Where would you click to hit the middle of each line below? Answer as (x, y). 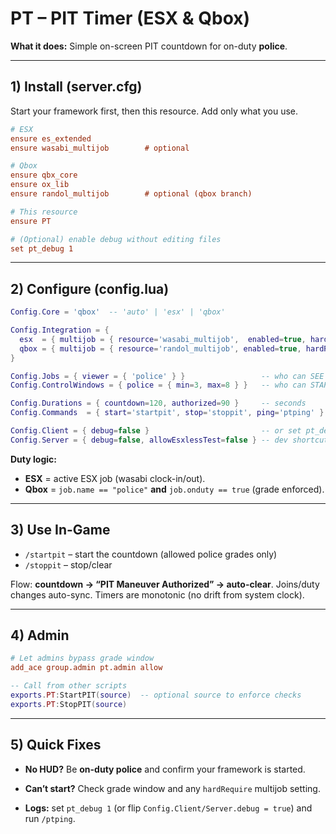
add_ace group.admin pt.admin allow (86, 668)
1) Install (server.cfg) (76, 87)
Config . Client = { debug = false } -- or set (156, 431)
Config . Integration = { (60, 330)
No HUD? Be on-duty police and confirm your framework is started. (165, 769)
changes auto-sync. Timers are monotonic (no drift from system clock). (157, 594)
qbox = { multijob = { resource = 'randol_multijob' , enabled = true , (160, 348)
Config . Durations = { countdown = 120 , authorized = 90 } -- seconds (158, 403)
